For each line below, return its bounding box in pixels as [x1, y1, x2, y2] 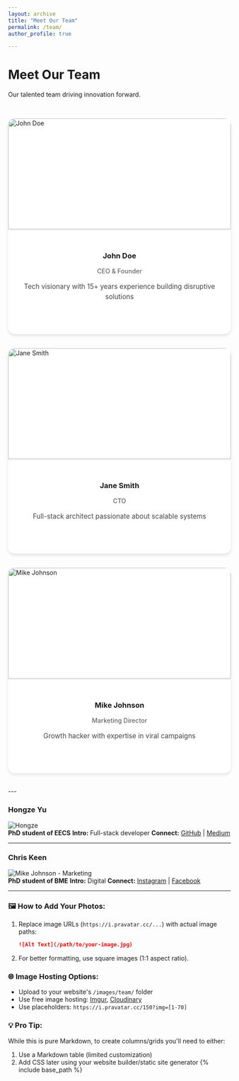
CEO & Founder [97, 267, 142, 276]
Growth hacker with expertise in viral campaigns [42, 731, 197, 741]
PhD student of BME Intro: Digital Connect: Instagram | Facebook [8, 876, 201, 885]
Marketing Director [91, 716, 148, 725]
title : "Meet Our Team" [8, 17, 78, 24]
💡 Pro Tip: [8, 1021, 43, 1031]
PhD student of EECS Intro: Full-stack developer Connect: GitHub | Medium [8, 828, 231, 837]
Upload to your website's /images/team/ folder [18, 987, 153, 996]
